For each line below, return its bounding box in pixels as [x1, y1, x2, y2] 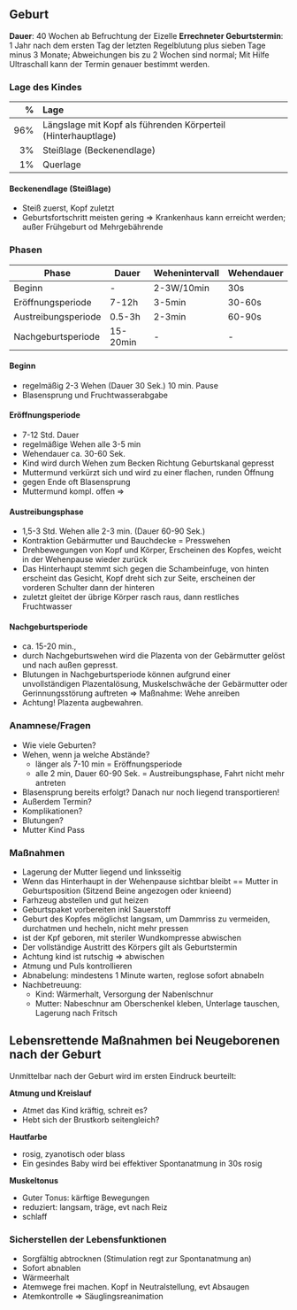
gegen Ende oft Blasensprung [21, 477, 131, 488]
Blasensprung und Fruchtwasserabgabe [21, 389, 169, 400]
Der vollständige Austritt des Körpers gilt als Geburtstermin [21, 942, 238, 952]
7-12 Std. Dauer [21, 429, 80, 441]
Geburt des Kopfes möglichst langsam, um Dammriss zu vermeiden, [21, 913, 270, 924]
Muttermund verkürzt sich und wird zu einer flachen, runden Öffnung [21, 467, 274, 478]
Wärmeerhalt [21, 1272, 70, 1283]
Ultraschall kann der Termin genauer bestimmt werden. [9, 58, 210, 69]
